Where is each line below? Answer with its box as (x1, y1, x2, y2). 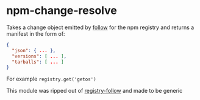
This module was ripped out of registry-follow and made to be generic (6, 87, 183, 95)
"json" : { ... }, (12, 47, 56, 53)
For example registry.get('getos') (6, 75, 96, 82)
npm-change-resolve (6, 4, 117, 18)
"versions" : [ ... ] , (12, 53, 67, 59)
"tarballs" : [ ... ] (12, 59, 64, 65)
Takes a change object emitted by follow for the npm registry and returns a (6, 24, 195, 31)
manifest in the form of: (6, 30, 65, 37)
